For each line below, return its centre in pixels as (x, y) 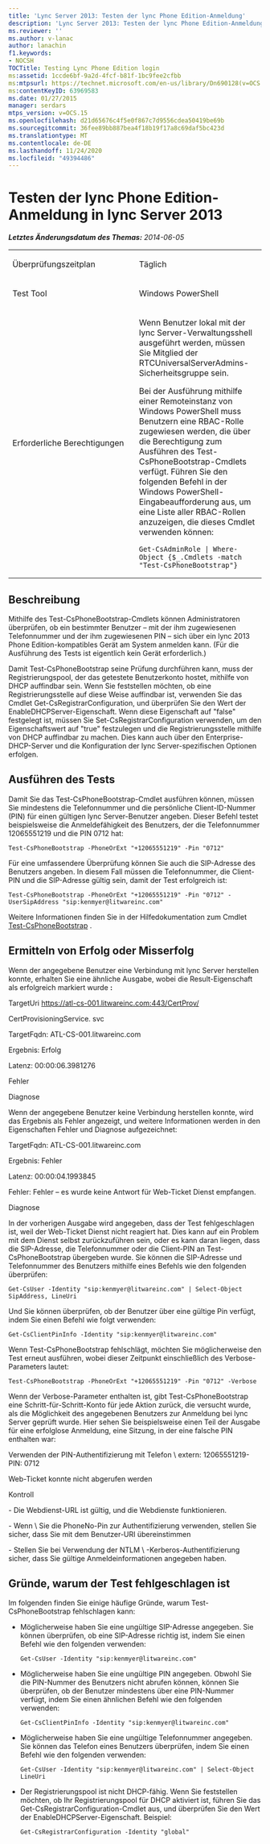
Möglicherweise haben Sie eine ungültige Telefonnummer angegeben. (136, 1738)
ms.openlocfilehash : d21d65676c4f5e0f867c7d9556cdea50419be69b (117, 121)
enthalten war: (32, 1439)
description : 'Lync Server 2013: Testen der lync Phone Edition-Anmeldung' (138, 23)
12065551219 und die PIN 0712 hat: (66, 833)
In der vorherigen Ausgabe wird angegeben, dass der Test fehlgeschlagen (131, 1223)
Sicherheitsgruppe (174, 373)
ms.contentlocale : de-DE (50, 143)
